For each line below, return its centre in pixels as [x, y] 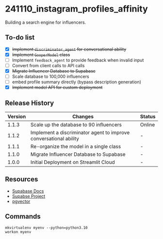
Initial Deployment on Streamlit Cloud [73, 162]
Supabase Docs [28, 191]
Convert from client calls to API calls [48, 65]
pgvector [21, 201]
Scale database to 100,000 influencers [50, 76]
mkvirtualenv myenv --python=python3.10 [47, 228]
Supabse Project [29, 196]
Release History [30, 103]
